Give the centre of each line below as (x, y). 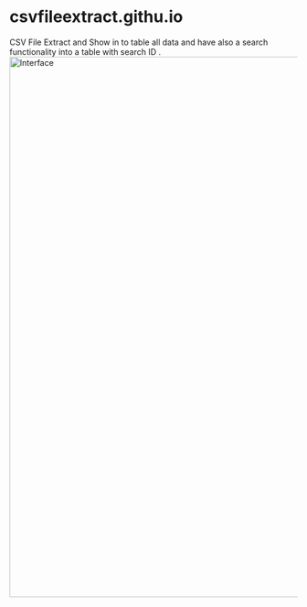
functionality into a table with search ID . (85, 51)
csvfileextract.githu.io (96, 17)
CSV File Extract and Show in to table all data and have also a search (139, 42)
